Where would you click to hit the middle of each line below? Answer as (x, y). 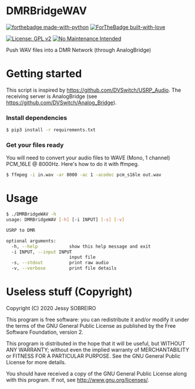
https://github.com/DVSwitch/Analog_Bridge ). (61, 102)
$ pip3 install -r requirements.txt (51, 130)
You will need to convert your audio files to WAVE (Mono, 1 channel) (88, 158)
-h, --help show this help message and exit (81, 246)
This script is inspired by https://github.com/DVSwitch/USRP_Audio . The (94, 90)
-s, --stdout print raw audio (60, 263)
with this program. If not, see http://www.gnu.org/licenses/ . (78, 380)
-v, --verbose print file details (64, 268)
